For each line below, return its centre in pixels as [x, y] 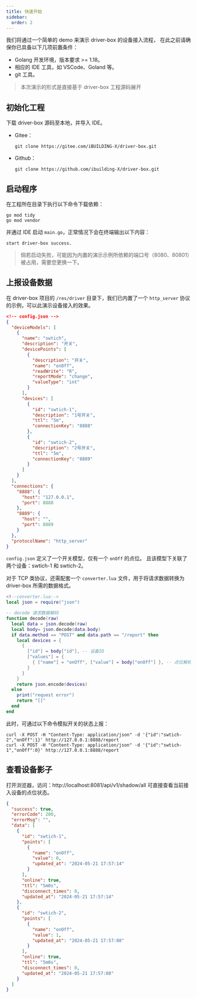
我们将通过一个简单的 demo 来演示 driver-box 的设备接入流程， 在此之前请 [96, 40]
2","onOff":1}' [25, 740]
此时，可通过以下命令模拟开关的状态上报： [57, 723]
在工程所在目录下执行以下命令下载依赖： [55, 204]
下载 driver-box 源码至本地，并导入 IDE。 [56, 123]
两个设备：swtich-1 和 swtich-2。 [46, 566]
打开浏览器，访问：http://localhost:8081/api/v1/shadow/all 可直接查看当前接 [97, 785]
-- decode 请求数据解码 [32, 613]
